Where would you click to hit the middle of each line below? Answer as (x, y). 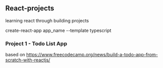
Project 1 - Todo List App (36, 44)
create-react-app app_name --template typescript (58, 30)
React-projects (30, 8)
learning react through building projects (47, 20)
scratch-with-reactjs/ (28, 60)
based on (15, 55)
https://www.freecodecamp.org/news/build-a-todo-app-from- (92, 55)
